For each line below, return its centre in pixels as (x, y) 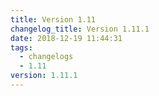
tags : (21, 47)
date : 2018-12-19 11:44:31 (66, 38)
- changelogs (46, 57)
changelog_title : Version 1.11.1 (80, 29)
